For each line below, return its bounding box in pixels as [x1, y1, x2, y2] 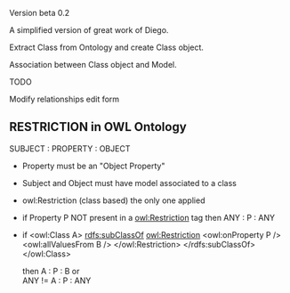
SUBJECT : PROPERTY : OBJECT [9, 142, 131, 154]
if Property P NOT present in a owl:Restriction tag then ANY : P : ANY [21, 212, 276, 223]
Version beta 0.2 [9, 8, 69, 18]
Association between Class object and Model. [9, 60, 177, 69]
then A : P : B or [21, 265, 80, 276]
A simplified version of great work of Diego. [9, 25, 169, 35]
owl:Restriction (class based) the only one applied [21, 195, 205, 206]
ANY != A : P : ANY [21, 275, 92, 286]
